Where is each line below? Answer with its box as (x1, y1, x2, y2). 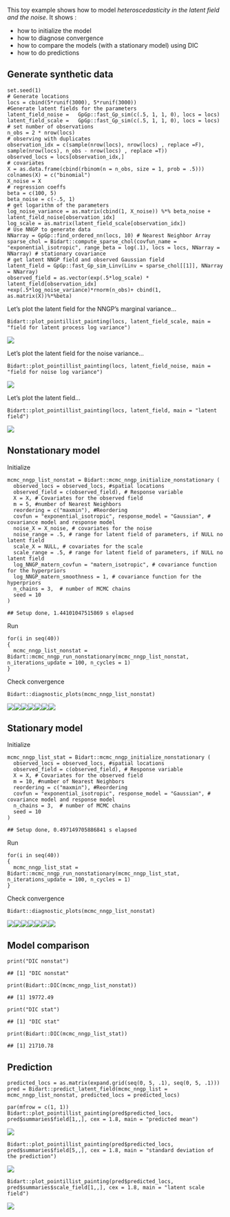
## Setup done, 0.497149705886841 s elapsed (7, 827, 137, 833)
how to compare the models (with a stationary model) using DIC (17, 41, 198, 49)
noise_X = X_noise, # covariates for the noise (13, 525, 153, 531)
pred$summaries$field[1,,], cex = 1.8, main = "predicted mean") (7, 1116, 198, 1123)
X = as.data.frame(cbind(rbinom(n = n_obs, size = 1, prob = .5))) (7, 165, 205, 172)
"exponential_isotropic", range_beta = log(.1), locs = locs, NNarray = (7, 244, 220, 251)
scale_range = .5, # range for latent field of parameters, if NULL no (13, 549, 224, 556)
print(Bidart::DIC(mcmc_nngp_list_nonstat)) (7, 982, 137, 989)
